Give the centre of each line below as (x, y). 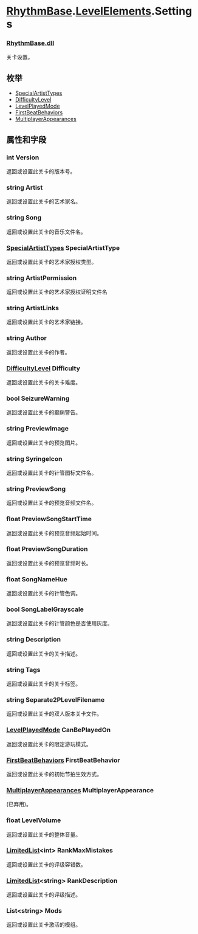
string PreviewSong (36, 489)
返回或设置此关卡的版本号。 (41, 171)
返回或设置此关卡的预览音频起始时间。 (54, 533)
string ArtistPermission (42, 278)
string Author (27, 338)
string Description (34, 640)
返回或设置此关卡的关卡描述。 (43, 653)
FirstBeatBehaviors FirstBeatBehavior (63, 760)
